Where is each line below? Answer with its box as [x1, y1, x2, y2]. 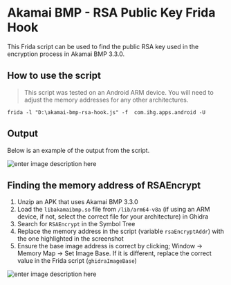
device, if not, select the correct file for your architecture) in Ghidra [17, 212, 209, 221]
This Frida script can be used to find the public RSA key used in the [7, 42, 199, 50]
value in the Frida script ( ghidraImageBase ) [17, 257, 137, 265]
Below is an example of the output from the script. [7, 146, 150, 154]
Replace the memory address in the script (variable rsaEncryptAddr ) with [17, 227, 225, 236]
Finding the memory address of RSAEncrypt [7, 179, 201, 191]
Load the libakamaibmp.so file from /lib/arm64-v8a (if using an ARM [17, 205, 210, 214]
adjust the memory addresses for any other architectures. [24, 95, 189, 104]
